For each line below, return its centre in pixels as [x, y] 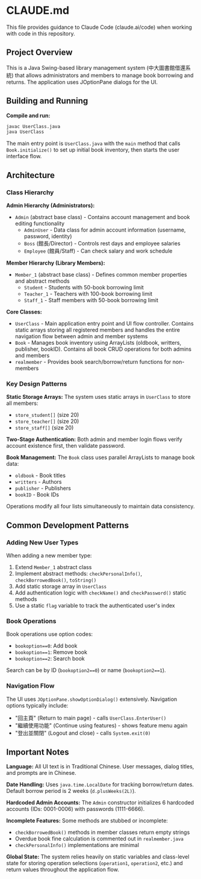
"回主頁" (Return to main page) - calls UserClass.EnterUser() [91, 718]
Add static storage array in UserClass [61, 586]
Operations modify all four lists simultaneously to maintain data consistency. [100, 507]
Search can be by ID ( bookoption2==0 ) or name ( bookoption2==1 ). [86, 670]
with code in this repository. [41, 33]
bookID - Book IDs [37, 495]
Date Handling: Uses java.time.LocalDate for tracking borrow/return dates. [100, 785]
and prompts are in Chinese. [41, 773]
